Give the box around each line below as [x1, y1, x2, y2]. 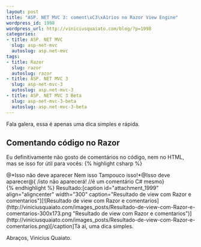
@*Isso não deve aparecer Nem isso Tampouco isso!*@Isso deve [6, 172, 170, 179]
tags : [6, 53, 20, 59]
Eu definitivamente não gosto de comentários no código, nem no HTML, [6, 154, 185, 161]
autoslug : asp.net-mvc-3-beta [11, 103, 87, 110]
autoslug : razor [11, 70, 52, 76]
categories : [6, 31, 36, 37]
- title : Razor [6, 59, 44, 65]
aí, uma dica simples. [82, 223, 134, 230]
